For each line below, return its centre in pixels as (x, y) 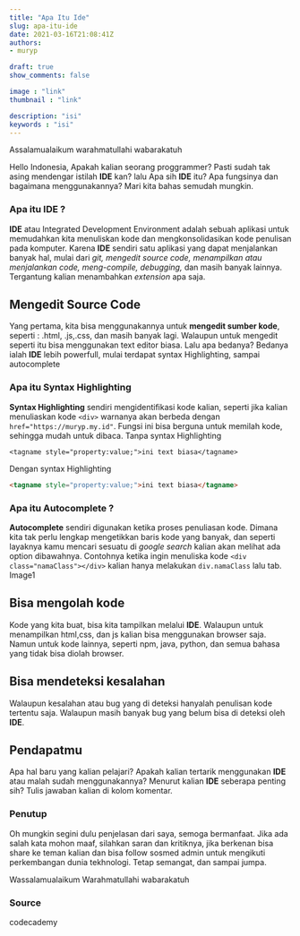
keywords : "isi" (42, 125)
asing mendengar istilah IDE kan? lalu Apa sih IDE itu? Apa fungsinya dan (144, 176)
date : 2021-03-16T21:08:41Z (62, 34)
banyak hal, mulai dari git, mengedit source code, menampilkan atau (136, 257)
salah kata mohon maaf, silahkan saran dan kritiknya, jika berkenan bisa (141, 843)
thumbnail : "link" (46, 99)
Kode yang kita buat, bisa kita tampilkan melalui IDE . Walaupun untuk (137, 624)
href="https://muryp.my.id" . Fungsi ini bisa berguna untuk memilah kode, (146, 425)
